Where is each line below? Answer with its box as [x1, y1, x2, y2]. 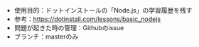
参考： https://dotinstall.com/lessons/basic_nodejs [14, 15, 161, 23]
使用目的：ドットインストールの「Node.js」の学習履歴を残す [14, 6, 193, 14]
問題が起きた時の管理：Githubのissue [14, 24, 124, 32]
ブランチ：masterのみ [14, 32, 79, 41]
